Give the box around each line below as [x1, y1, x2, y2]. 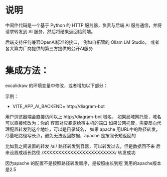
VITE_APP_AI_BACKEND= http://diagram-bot [12, 103, 105, 109]
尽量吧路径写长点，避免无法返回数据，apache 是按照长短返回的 [5, 132, 136, 138]
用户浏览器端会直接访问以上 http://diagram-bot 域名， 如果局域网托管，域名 [5, 114, 161, 120]
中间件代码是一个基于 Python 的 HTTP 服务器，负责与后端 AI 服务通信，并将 [5, 22, 162, 28]
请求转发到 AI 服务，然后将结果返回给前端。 [5, 28, 96, 34]
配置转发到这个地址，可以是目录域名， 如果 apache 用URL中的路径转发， [9, 126, 160, 132]
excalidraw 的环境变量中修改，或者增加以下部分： [5, 82, 108, 88]
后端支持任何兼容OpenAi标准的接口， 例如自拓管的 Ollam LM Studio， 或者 [5, 39, 159, 45]
